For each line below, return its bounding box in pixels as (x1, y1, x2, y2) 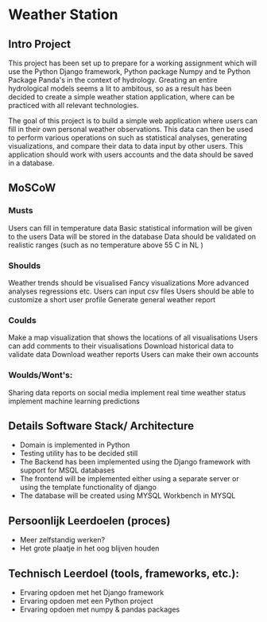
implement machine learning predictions (8, 396, 141, 406)
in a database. (8, 158, 55, 168)
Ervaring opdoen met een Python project (19, 597, 153, 606)
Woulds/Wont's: (8, 370, 73, 381)
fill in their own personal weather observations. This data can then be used (8, 125, 253, 134)
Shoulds (8, 260, 41, 271)
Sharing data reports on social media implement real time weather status (8, 387, 246, 397)
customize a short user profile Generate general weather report (8, 294, 216, 304)
